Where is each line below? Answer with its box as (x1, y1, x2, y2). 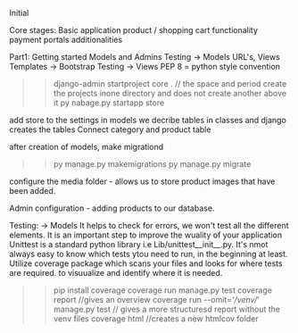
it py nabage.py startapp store (53, 97, 165, 108)
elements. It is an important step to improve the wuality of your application (9, 229, 283, 240)
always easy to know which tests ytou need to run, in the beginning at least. (9, 249, 288, 259)
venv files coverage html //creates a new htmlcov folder (53, 313, 259, 324)
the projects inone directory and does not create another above (53, 88, 287, 98)
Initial (9, 8, 29, 18)
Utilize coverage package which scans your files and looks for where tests (9, 258, 283, 269)
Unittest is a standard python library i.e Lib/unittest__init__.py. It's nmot (9, 239, 269, 249)
